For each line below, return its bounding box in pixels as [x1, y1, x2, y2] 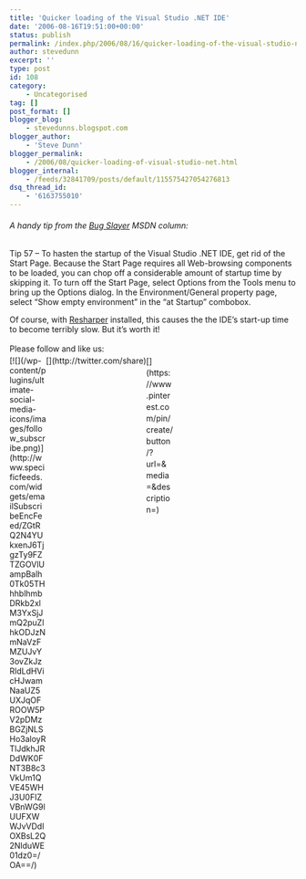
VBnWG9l [9, 801, 46, 812]
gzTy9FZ [9, 549, 43, 560]
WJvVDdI [9, 821, 45, 832]
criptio [146, 493, 170, 504]
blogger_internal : [9, 166, 79, 175]
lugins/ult [9, 375, 45, 386]
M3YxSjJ [9, 608, 44, 619]
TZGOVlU [9, 559, 46, 570]
